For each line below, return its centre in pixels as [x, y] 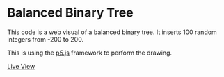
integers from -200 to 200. [46, 39]
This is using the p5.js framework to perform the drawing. [90, 53]
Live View [21, 66]
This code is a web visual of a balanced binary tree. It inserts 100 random [112, 32]
